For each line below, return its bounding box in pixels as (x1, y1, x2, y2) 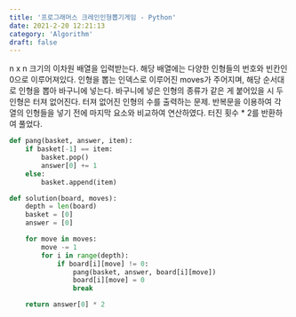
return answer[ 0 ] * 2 (25, 300, 105, 309)
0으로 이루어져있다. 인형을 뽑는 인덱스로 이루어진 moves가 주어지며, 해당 (9, 75, 261, 85)
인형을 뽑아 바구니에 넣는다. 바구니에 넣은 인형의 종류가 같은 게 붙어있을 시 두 (18, 85, 284, 96)
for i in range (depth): (41, 250, 129, 260)
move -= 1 (41, 242, 77, 251)
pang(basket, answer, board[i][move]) (72, 267, 217, 276)
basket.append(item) (41, 178, 117, 186)
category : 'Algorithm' (9, 29, 93, 38)
